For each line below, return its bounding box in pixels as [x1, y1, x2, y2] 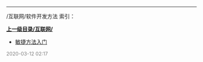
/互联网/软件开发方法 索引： [6, 13, 76, 20]
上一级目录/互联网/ [6, 25, 53, 33]
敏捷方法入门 [14, 39, 47, 45]
